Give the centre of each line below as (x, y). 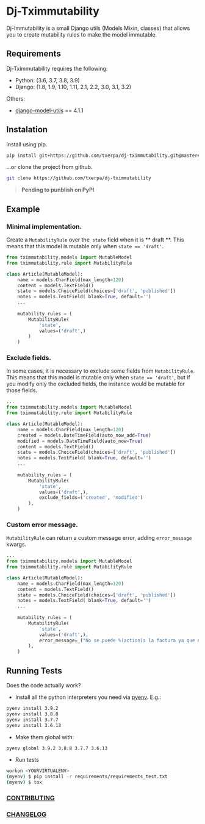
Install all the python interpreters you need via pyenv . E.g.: (88, 697)
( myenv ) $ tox (24, 783)
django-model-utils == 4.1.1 (49, 110)
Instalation (27, 130)
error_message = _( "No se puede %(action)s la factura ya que (117, 640)
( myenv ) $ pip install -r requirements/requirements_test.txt (87, 777)
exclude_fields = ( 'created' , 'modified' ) (91, 498)
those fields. (22, 390)
